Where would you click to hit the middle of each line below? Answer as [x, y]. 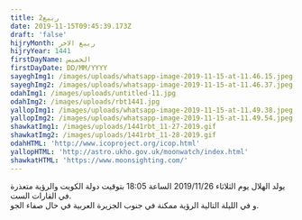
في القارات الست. [41, 196]
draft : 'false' [39, 34]
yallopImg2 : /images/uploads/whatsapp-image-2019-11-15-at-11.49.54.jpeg [152, 118]
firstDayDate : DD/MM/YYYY [59, 69]
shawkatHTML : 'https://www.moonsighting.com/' [99, 160]
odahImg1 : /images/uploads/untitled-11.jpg [93, 93]
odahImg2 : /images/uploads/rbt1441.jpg [85, 101]
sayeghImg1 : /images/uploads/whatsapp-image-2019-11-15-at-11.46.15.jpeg [152, 77]
